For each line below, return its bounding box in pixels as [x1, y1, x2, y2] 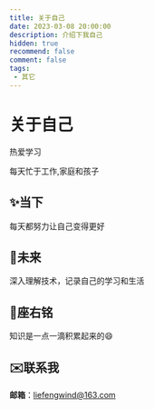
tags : [9, 65, 30, 74]
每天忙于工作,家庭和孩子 [9, 165, 100, 176]
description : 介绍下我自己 [9, 30, 103, 39]
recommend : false [9, 47, 75, 56]
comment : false [9, 55, 67, 65]
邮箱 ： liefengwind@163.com [9, 389, 116, 400]
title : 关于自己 [9, 13, 65, 23]
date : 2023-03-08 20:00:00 [9, 22, 111, 31]
